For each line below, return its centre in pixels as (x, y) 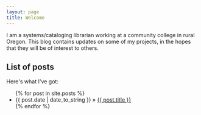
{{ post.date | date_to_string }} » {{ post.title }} (73, 100)
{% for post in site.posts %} (50, 93)
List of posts (30, 67)
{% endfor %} (33, 106)
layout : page (23, 12)
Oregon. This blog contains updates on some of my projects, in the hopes (99, 41)
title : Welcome (26, 18)
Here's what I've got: (33, 82)
